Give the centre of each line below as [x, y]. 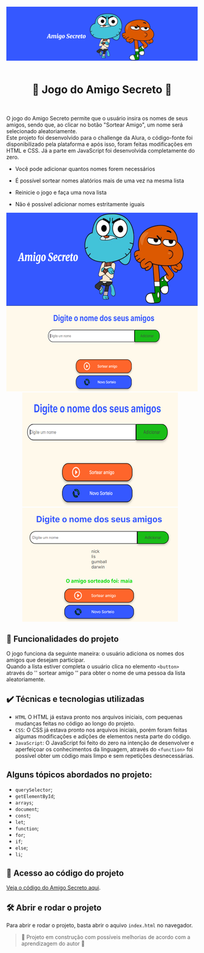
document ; [27, 809]
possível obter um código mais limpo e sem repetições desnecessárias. [104, 755]
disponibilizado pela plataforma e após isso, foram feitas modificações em [99, 144]
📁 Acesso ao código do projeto [65, 873]
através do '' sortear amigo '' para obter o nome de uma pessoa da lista [96, 673]
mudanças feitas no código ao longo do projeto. [75, 723]
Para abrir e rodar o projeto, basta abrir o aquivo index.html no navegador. [100, 926]
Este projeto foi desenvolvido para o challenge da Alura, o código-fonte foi [100, 138]
